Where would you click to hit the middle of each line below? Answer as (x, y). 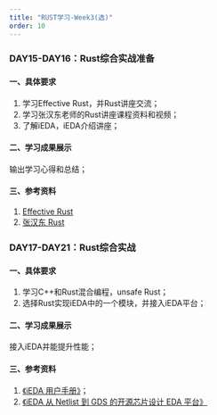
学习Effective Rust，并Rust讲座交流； (91, 103)
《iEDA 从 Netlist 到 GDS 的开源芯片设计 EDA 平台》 (115, 402)
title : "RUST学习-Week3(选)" (61, 17)
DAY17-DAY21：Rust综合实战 (72, 247)
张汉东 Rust (43, 222)
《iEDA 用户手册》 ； (55, 390)
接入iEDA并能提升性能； (53, 347)
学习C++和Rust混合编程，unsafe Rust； (95, 292)
